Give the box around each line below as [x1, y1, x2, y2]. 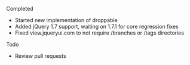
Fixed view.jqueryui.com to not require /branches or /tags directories [14, 29, 184, 36]
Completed [6, 5, 34, 12]
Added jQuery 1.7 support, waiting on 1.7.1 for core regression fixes [14, 23, 179, 30]
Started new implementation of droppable [14, 17, 118, 23]
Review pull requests [14, 52, 67, 59]
